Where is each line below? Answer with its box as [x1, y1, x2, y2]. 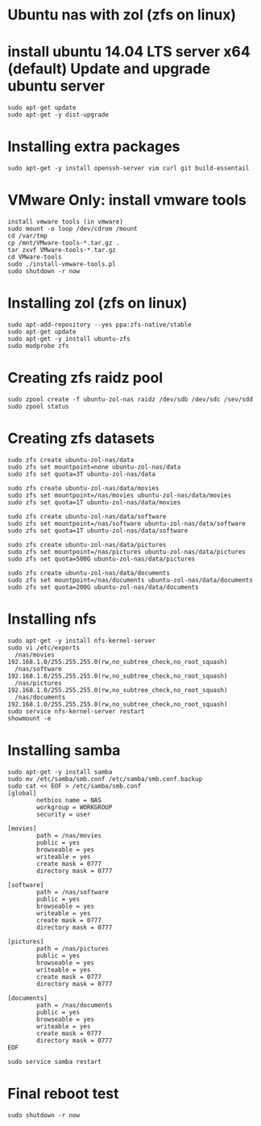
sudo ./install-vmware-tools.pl [7, 260, 116, 268]
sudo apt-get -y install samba [7, 767, 113, 776]
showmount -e [7, 714, 52, 722]
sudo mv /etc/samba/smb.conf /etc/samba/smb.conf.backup [7, 775, 203, 783]
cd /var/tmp [7, 232, 48, 240]
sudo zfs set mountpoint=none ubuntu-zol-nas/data [7, 463, 181, 471]
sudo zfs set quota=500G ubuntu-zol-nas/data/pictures [7, 555, 196, 563]
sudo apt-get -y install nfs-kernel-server [7, 637, 156, 645]
